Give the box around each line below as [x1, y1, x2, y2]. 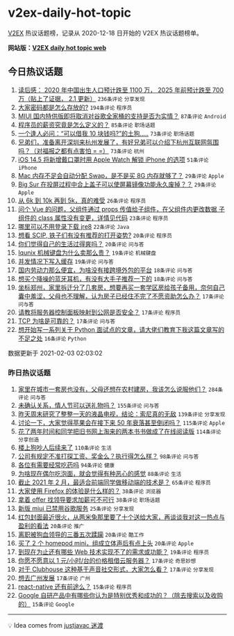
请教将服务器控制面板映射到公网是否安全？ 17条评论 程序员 [17, 308, 181, 316]
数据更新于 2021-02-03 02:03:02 [8, 349, 103, 357]
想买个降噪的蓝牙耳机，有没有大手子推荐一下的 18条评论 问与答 [17, 274, 193, 283]
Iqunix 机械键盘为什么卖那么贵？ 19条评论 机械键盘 [17, 248, 157, 257]
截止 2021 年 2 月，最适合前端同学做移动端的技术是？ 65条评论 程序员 [17, 478, 211, 486]
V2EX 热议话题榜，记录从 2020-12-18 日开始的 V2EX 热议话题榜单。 [8, 29, 203, 37]
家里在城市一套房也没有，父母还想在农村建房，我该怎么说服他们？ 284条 [17, 385, 224, 394]
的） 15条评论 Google [17, 600, 75, 608]
